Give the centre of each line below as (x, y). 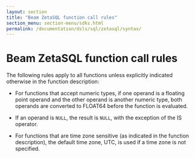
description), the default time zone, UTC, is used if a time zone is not (100, 142)
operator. (26, 124)
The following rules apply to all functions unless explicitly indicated (90, 75)
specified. (27, 149)
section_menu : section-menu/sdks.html (55, 23)
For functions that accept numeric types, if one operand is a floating (100, 93)
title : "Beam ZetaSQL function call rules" (62, 17)
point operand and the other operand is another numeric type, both (98, 100)
